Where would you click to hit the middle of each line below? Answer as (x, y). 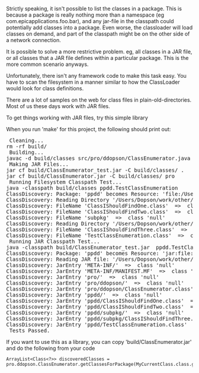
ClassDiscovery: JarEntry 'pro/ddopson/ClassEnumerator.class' (100, 289)
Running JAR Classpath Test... (54, 241)
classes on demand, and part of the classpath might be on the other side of (98, 34)
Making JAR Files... (39, 164)
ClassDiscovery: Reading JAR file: (58, 259)
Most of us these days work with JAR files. (58, 106)
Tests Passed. (30, 331)
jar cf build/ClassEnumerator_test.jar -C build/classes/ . (95, 170)
